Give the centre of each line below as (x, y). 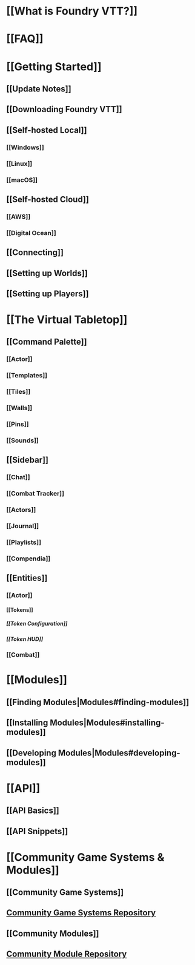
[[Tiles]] (18, 392)
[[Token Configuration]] (37, 624)
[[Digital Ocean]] (31, 233)
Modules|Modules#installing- (107, 723)
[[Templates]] (27, 376)
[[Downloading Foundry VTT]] (64, 109)
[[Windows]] (25, 147)
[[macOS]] (22, 180)
